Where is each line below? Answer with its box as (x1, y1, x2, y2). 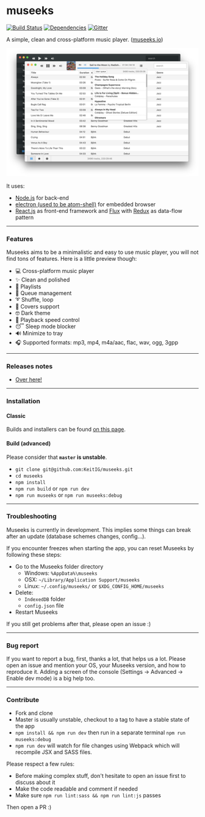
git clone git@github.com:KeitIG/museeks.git (15, 466, 133, 472)
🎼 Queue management (15, 289, 72, 297)
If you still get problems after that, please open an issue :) (6, 620, 151, 627)
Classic (6, 412, 26, 419)
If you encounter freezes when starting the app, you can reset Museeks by (6, 544, 194, 551)
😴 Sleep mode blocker (15, 323, 76, 330)
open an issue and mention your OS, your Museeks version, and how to (6, 662, 186, 669)
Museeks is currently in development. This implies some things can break (6, 526, 191, 533)
